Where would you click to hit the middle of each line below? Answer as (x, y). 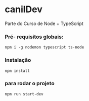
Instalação (18, 60)
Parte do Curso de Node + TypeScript (44, 23)
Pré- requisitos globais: (34, 37)
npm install (17, 71)
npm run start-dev (24, 94)
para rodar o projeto (30, 84)
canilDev (24, 9)
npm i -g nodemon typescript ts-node (45, 47)
